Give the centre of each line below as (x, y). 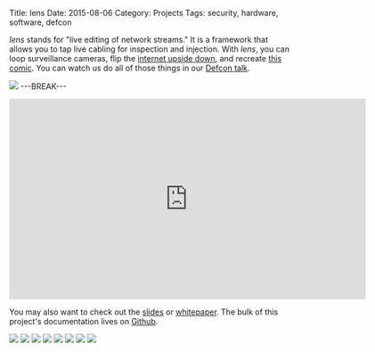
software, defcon (41, 22)
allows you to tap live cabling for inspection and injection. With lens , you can (149, 49)
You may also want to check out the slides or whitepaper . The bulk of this (144, 312)
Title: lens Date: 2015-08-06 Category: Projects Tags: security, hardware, (144, 13)
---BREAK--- (43, 86)
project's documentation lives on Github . (84, 321)
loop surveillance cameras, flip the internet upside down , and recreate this (146, 58)
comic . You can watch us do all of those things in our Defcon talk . (130, 68)
